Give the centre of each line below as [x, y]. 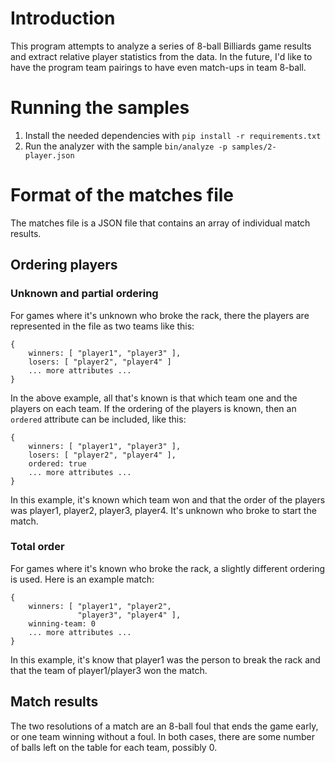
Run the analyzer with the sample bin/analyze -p [126, 146]
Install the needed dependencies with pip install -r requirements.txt [173, 135]
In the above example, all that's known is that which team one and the [154, 398]
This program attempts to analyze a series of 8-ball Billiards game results [161, 46]
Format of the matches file [122, 195]
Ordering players [64, 265]
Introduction [63, 18]
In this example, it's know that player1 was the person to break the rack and [165, 659]
